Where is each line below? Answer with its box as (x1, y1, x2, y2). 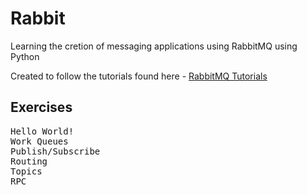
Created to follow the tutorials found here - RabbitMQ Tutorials (10, 70, 268, 82)
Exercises (10, 99, 73, 116)
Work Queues (10, 135, 69, 147)
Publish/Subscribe (10, 145, 101, 157)
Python (10, 50, 40, 62)
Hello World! (10, 125, 75, 137)
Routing (10, 155, 48, 167)
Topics (10, 165, 43, 177)
